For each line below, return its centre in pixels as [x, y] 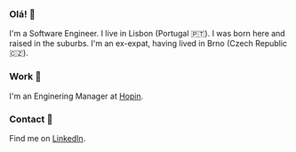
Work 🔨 [25, 76]
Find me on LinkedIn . [48, 138]
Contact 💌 [31, 119]
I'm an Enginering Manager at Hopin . [76, 96]
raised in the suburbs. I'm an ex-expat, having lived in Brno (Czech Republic [148, 44]
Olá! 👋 [22, 14]
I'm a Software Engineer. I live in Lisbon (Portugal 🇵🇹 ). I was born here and [148, 34]
